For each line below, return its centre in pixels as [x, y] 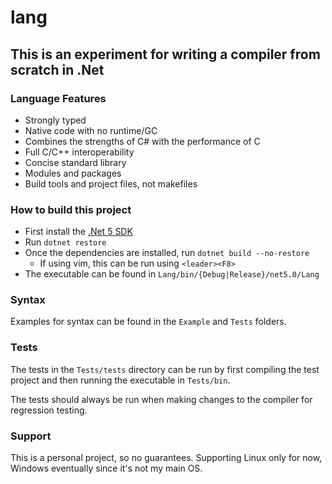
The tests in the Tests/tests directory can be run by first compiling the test [165, 369]
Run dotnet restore [65, 242]
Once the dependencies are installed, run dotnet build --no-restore [167, 253]
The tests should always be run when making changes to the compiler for [161, 399]
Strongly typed [55, 120]
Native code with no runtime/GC [91, 130]
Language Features [58, 98]
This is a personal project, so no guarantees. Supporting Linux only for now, [166, 458]
